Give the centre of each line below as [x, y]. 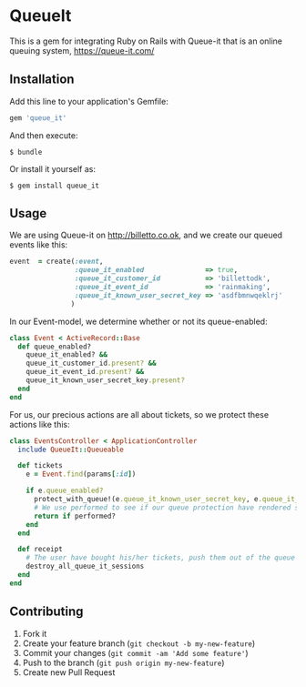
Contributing [46, 612]
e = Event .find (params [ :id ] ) [81, 474]
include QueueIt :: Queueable [71, 450]
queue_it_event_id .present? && [85, 372]
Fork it [35, 633]
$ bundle [26, 152]
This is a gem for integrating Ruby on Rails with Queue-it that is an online [146, 41]
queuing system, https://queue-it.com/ [82, 50]
